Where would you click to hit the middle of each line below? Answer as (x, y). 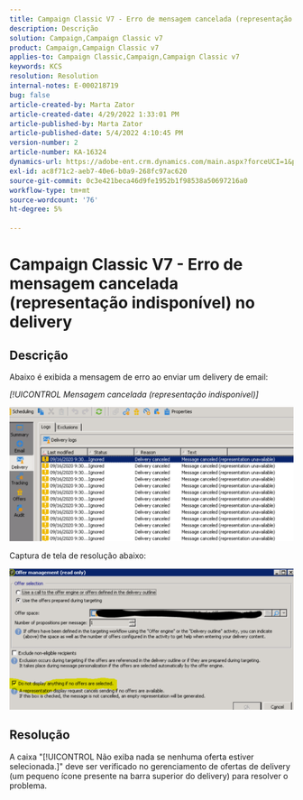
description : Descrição (54, 28)
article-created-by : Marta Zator (72, 105)
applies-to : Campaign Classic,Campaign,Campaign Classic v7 (125, 57)
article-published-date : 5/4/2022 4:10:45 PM (96, 133)
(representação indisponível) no (132, 303)
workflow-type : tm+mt (50, 190)
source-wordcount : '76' (54, 200)
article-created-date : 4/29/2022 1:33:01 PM (94, 114)
